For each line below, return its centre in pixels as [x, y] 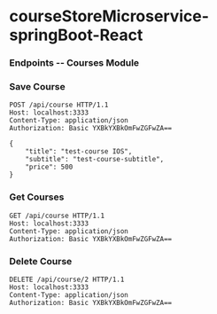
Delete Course [41, 261]
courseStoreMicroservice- [109, 16]
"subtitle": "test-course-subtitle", [95, 160]
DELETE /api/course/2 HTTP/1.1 [67, 279]
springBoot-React [76, 35]
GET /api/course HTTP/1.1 [57, 216]
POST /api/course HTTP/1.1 [59, 105]
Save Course [37, 87]
